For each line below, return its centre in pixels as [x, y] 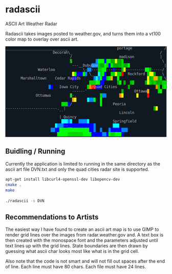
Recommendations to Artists [52, 217]
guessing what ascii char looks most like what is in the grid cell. [72, 251]
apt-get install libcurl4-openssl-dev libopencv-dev [63, 179]
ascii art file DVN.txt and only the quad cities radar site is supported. [77, 169]
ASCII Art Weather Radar [31, 24]
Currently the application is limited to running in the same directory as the [83, 163]
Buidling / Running [35, 151]
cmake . [14, 185]
